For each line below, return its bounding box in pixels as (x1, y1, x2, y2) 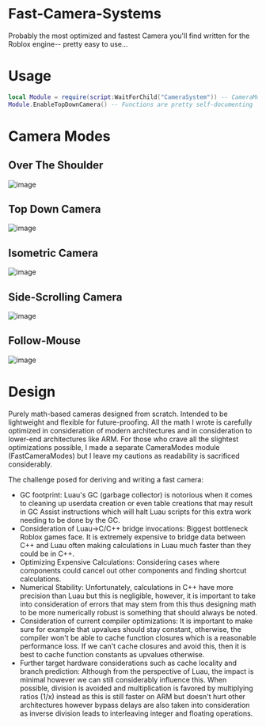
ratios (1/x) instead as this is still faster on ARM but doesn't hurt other (19, 691, 245, 701)
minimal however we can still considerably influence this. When (19, 675, 227, 684)
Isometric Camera (8, 246, 99, 259)
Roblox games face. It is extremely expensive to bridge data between (19, 531, 245, 542)
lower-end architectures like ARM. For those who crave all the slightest (8, 434, 239, 444)
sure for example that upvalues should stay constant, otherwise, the (19, 624, 241, 633)
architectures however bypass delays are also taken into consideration (19, 700, 250, 709)
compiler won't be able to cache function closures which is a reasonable (19, 633, 256, 642)
